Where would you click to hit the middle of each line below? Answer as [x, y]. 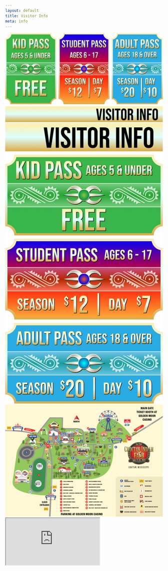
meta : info [16, 21]
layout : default [22, 11]
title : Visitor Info [27, 16]
